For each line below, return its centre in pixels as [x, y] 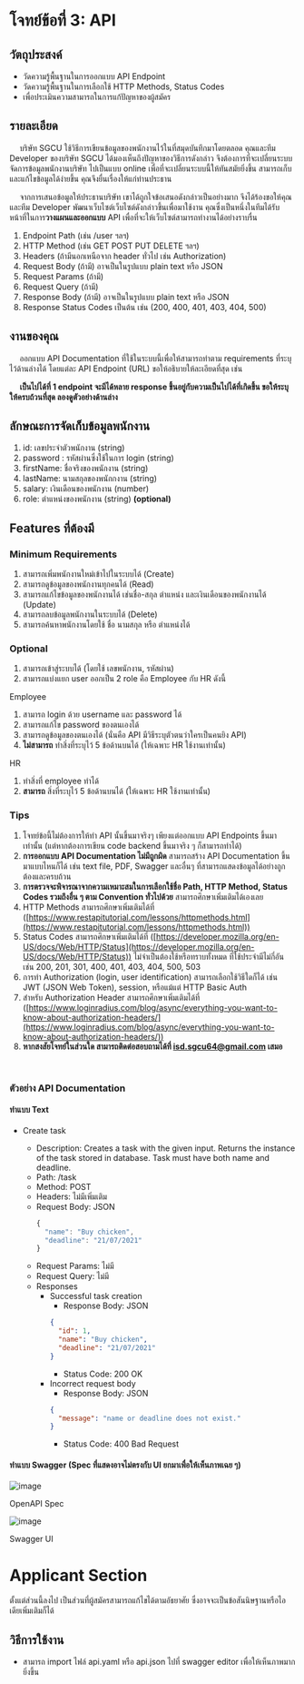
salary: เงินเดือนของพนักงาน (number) [86, 489]
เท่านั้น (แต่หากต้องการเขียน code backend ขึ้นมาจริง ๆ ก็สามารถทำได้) [132, 845]
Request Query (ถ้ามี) [60, 287]
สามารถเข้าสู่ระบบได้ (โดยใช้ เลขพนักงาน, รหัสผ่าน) [98, 669]
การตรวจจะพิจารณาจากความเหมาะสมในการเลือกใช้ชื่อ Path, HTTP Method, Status [155, 886]
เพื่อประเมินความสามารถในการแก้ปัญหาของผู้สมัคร [96, 97]
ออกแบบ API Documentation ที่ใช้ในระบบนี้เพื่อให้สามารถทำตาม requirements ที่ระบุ [156, 358]
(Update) [39, 605]
